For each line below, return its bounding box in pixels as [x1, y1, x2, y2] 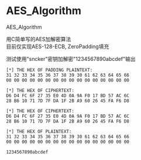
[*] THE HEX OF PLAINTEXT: [6, 128, 72, 134]
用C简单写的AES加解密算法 [6, 35, 71, 42]
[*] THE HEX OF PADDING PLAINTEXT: [6, 67, 93, 73]
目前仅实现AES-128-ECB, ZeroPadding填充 [6, 43, 109, 50]
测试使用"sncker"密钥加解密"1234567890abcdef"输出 [6, 55, 136, 62]
